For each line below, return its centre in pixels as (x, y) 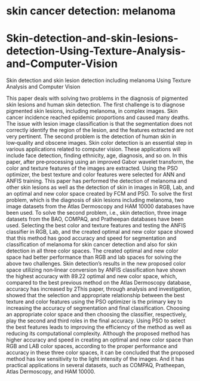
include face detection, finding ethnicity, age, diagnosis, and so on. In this (97, 156)
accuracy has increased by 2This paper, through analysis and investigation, (99, 289)
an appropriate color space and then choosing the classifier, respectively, (96, 315)
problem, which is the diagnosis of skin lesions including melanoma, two (95, 200)
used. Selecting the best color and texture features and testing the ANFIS (96, 225)
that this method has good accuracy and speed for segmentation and (91, 238)
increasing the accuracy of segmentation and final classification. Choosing (98, 308)
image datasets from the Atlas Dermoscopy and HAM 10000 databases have (100, 206)
